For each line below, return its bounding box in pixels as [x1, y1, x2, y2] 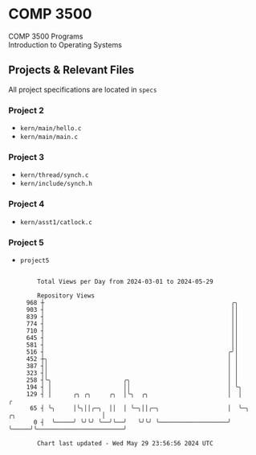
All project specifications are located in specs [8, 84, 157, 94]
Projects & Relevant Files [8, 64, 135, 77]
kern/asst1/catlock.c [19, 218, 92, 226]
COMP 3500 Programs [8, 31, 83, 41]
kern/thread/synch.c [19, 171, 89, 179]
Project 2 [8, 105, 44, 116]
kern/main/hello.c [19, 125, 82, 133]
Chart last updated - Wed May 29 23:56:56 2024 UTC [37, 439, 214, 447]
